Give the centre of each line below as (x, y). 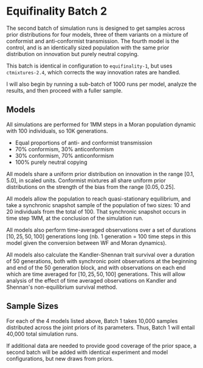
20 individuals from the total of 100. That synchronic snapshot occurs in (96, 211)
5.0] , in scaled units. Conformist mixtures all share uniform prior (86, 180)
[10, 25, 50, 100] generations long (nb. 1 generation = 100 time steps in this (99, 236)
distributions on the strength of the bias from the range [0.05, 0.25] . (91, 186)
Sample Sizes (33, 306)
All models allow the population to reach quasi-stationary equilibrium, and (98, 199)
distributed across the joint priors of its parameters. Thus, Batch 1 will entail (101, 327)
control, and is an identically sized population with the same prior (88, 48)
